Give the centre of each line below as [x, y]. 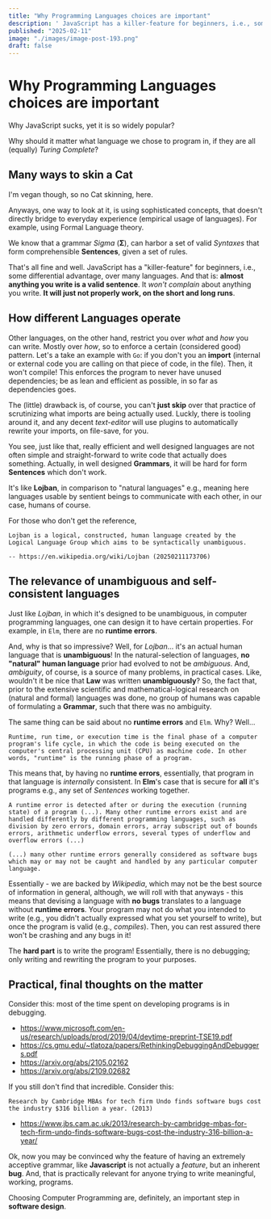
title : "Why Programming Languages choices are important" [110, 16]
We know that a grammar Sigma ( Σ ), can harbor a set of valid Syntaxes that [134, 242]
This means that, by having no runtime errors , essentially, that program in [131, 773]
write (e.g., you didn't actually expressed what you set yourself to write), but [135, 918]
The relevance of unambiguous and [100, 581]
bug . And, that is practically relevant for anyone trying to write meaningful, [132, 1174]
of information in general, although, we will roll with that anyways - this [126, 892]
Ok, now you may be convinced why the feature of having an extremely [127, 1157]
